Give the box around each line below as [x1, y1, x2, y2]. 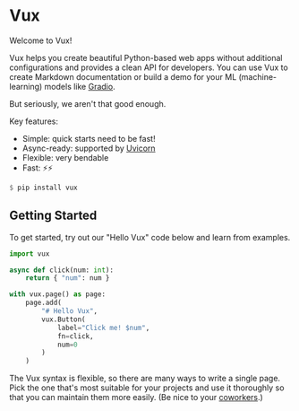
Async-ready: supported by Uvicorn [21, 143, 156, 153]
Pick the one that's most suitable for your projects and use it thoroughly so [9, 382, 285, 393]
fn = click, [56, 331, 94, 341]
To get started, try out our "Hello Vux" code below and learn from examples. [9, 232, 291, 242]
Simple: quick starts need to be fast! [21, 133, 156, 144]
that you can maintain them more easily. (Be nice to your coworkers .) [9, 392, 264, 403]
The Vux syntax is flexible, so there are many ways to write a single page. [9, 373, 280, 384]
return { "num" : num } [25, 274, 110, 283]
